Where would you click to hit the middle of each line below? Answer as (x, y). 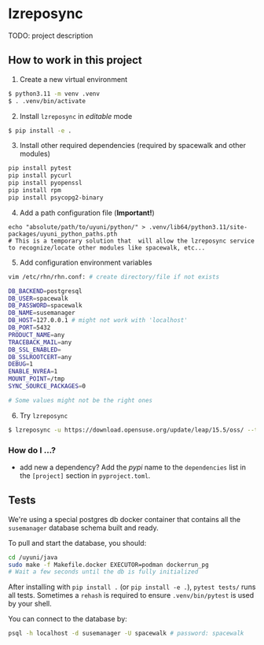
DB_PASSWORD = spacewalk (45, 306)
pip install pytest (40, 169)
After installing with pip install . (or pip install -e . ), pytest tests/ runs (132, 587)
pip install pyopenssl (45, 183)
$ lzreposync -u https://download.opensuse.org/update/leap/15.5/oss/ (126, 430)
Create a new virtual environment (73, 79)
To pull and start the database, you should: (77, 543)
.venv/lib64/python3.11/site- (198, 227)
